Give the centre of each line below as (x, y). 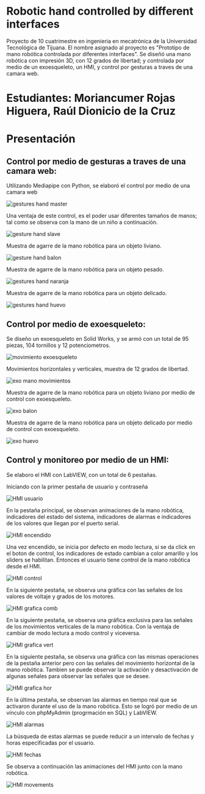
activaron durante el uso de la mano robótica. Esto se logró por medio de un (102, 706)
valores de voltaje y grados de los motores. (60, 596)
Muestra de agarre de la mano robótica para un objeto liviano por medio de (101, 392)
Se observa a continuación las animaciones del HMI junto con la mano (95, 766)
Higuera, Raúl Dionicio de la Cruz (91, 111)
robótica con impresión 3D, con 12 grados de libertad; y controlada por (95, 60)
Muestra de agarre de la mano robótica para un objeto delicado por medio (99, 423)
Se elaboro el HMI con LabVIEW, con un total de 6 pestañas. (82, 474)
